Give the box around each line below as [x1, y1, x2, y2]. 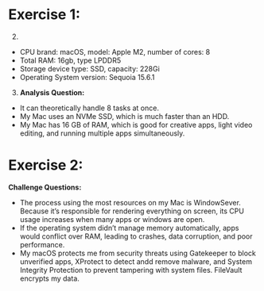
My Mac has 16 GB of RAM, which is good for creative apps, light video [19, 120, 253, 129]
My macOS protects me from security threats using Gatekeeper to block [19, 248, 256, 258]
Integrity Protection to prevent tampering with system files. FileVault [19, 265, 243, 274]
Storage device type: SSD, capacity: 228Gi [19, 63, 161, 73]
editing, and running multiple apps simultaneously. [19, 128, 185, 138]
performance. [19, 239, 65, 249]
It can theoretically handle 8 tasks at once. [19, 103, 159, 113]
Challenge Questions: [8, 182, 82, 192]
